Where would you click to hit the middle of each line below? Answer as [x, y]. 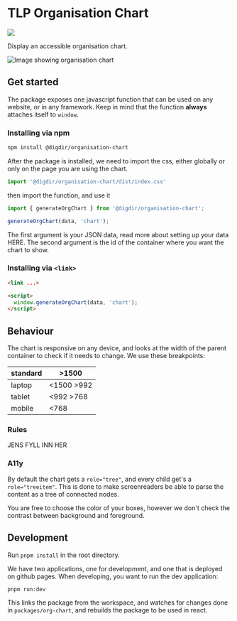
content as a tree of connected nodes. [63, 494]
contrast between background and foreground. [76, 515]
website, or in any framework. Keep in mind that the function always [107, 107]
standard [27, 373]
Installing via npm [39, 133]
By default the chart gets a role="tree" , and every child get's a [99, 479]
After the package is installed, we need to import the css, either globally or [116, 161]
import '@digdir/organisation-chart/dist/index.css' [87, 182]
